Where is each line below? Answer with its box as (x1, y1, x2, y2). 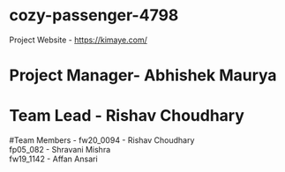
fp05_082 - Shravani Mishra (9, 145, 111, 155)
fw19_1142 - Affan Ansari (9, 153, 99, 164)
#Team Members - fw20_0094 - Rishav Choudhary (9, 135, 195, 146)
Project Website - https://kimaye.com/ (9, 34, 147, 45)
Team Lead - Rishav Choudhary (9, 106, 245, 126)
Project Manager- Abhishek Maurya (9, 65, 277, 86)
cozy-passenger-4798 (9, 5, 179, 26)
